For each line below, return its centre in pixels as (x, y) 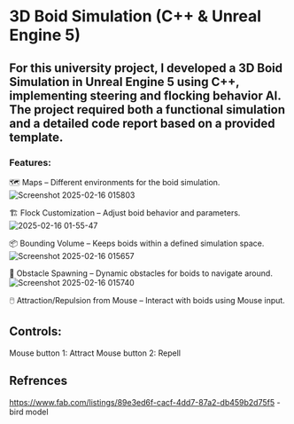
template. (36, 137)
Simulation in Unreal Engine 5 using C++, (124, 82)
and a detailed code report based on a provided (142, 123)
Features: (30, 162)
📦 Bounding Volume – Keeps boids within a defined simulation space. (137, 243)
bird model (29, 412)
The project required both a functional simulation (147, 110)
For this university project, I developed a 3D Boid (146, 68)
